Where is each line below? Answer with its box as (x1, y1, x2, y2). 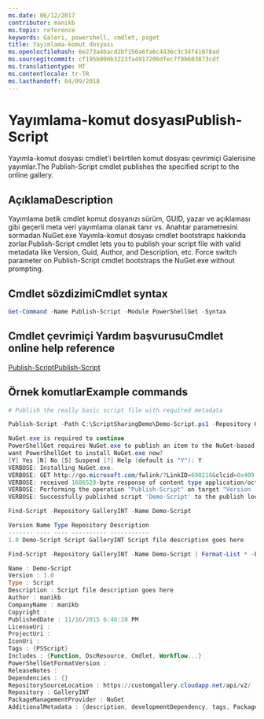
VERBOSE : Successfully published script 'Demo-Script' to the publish (8, 493, 244, 501)
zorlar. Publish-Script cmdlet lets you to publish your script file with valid (8, 239, 241, 248)
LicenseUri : (8, 622, 51, 631)
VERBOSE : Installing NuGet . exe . (8, 464, 114, 471)
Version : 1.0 (8, 571, 55, 580)
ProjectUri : (8, 630, 51, 638)
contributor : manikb (8, 19, 76, 27)
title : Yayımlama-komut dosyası (8, 41, 114, 49)
